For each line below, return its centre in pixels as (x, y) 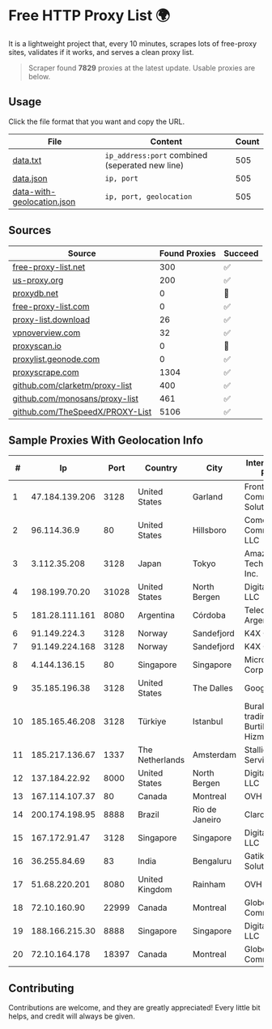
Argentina (156, 615)
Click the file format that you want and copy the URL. (96, 121)
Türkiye (152, 721)
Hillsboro (209, 530)
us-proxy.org (38, 280)
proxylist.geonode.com (56, 359)
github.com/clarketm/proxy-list (72, 385)
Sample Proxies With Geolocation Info (106, 440)
